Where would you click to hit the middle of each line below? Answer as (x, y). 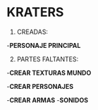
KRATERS (35, 12)
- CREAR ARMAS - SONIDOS (48, 100)
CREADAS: (32, 32)
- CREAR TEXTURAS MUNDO (49, 73)
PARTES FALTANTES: (48, 59)
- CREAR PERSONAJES (40, 86)
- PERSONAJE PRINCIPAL (44, 45)
